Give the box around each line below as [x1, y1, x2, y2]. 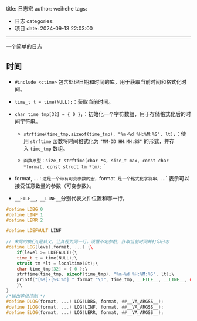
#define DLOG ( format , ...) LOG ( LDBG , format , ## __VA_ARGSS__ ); [6, 298, 164, 305]
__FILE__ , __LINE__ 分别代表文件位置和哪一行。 [14, 194, 128, 202]
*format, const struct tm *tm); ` [23, 163, 106, 170]
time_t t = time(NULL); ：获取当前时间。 [14, 98, 114, 105]
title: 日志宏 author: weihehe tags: [6, 5, 87, 12]
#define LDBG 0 [6, 206, 43, 212]
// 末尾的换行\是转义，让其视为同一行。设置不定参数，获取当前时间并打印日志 [6, 239, 169, 245]
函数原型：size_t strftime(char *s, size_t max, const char [23, 158, 169, 163]
